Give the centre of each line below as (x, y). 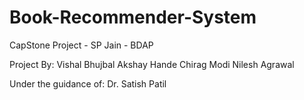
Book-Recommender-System (133, 17)
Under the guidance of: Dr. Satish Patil (88, 83)
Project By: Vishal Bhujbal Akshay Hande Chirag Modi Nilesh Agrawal (152, 64)
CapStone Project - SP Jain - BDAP (81, 45)
